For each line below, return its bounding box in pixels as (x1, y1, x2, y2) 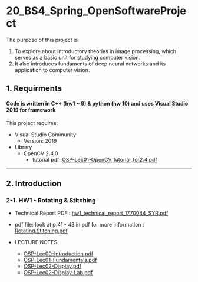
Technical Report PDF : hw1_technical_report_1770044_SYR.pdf (14, 209, 169, 217)
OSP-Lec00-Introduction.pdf (23, 250, 94, 257)
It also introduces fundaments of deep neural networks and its (14, 60, 166, 67)
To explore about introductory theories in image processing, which (14, 47, 177, 54)
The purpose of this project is (6, 36, 78, 43)
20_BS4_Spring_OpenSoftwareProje (6, 4, 187, 18)
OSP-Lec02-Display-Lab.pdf (23, 269, 93, 276)
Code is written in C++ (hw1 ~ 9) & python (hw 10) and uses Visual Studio (6, 100, 189, 107)
